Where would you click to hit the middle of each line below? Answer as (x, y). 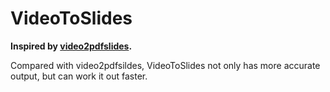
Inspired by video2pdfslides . (71, 46)
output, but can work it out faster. (79, 76)
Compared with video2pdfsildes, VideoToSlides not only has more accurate (165, 65)
